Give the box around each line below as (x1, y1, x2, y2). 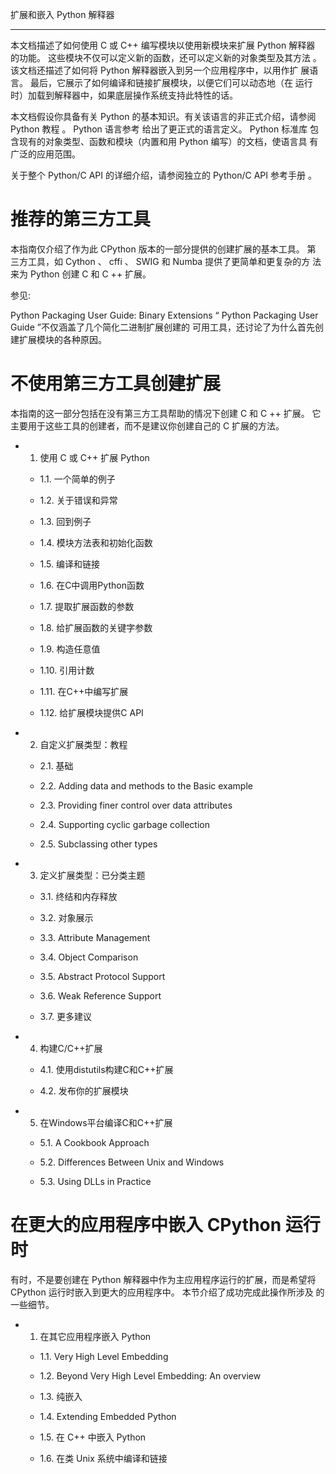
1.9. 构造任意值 (39, 643, 101, 655)
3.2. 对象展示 (39, 911, 94, 923)
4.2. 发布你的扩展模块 (39, 1084, 129, 1097)
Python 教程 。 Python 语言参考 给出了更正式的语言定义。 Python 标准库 (10, 123, 308, 135)
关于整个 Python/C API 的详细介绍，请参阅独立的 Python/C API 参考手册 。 (10, 169, 317, 181)
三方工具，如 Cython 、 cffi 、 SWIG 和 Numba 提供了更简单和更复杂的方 (10, 255, 311, 267)
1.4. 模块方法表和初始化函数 (39, 536, 153, 548)
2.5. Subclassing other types (39, 838, 158, 850)
